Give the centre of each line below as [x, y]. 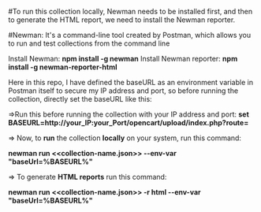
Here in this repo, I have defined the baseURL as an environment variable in [131, 82]
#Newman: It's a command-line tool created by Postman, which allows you [129, 35]
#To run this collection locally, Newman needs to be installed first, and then [130, 11]
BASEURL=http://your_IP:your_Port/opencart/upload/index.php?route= [129, 123]
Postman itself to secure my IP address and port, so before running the [123, 91]
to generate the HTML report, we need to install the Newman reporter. [122, 20]
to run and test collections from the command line [89, 43]
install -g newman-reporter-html [63, 67]
